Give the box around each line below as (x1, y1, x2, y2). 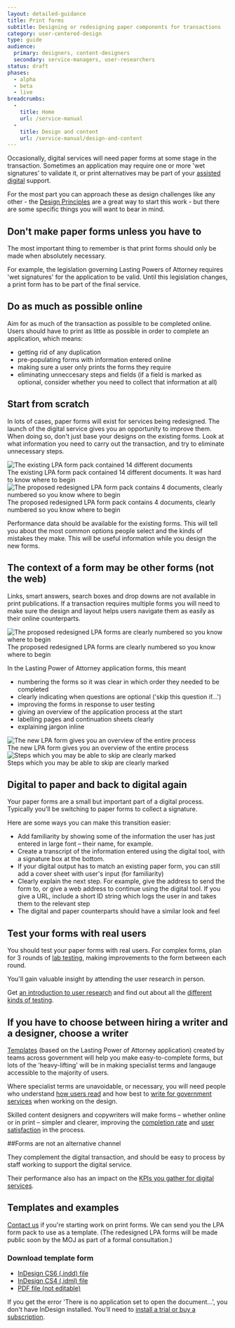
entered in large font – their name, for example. (17, 839, 154, 848)
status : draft (7, 63, 49, 70)
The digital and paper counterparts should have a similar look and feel (17, 907, 220, 915)
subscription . (7, 1313, 46, 1321)
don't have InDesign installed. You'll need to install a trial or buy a (7, 1305, 196, 1314)
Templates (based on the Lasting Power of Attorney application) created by (7, 1046, 224, 1054)
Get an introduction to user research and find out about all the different (7, 989, 213, 997)
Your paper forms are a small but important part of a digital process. (7, 797, 204, 806)
